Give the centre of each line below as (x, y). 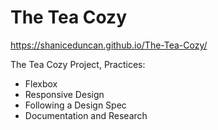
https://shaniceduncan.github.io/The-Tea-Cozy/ (109, 45)
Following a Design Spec (75, 105)
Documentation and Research (86, 115)
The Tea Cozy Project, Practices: (78, 64)
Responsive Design (64, 94)
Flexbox (41, 83)
